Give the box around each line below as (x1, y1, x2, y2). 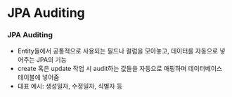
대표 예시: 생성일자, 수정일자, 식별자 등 (17, 82, 123, 91)
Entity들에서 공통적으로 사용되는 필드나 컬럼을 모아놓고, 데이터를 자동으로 (17, 47, 219, 56)
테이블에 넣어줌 (17, 73, 60, 82)
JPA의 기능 (36, 56, 67, 64)
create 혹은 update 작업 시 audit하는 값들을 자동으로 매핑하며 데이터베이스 (17, 65, 223, 73)
